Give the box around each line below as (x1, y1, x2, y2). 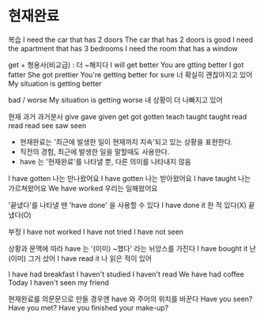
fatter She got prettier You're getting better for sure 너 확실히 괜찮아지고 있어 (8, 70, 253, 79)
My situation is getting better (8, 78, 102, 88)
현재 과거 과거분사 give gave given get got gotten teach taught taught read (8, 111, 247, 121)
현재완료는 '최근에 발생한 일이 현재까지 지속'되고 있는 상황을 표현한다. (19, 137, 233, 146)
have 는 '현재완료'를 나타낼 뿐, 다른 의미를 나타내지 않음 (19, 156, 191, 166)
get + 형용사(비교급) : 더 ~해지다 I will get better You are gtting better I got (8, 60, 244, 70)
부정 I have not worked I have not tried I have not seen (8, 227, 184, 236)
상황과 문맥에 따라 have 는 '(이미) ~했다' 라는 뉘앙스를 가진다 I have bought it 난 (8, 243, 257, 253)
